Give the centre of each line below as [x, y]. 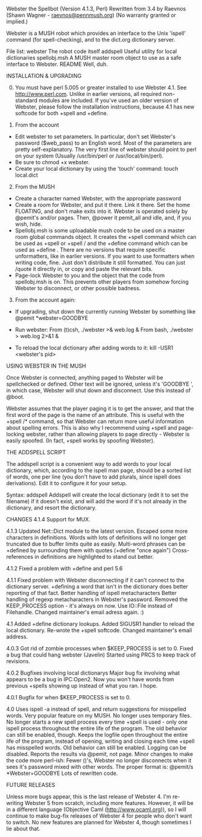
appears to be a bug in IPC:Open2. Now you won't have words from [90, 679]
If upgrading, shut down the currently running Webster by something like [105, 311]
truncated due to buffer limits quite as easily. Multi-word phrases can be [96, 544]
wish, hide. [28, 224]
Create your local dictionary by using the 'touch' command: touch [96, 169]
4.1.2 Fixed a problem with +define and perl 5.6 [65, 568]
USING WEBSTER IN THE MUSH [46, 366]
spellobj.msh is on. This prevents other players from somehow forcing [102, 282]
